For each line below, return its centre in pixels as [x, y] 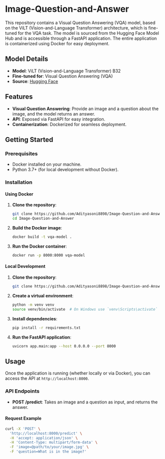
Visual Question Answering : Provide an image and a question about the [85, 109]
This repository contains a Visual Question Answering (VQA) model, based [80, 23]
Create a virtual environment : [43, 295]
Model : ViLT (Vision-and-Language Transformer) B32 [67, 71]
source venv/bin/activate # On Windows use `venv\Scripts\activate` [85, 309]
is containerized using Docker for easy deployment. [57, 43]
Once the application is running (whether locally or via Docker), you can [78, 373]
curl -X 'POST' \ [23, 429]
